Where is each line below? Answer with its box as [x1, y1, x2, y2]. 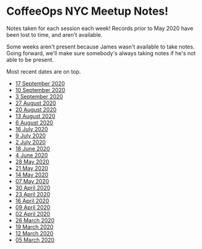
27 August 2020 [15, 99, 56, 107]
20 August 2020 [15, 105, 57, 113]
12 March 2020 [15, 229, 54, 237]
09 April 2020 [15, 204, 51, 211]
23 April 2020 [15, 190, 51, 197]
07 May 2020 [15, 177, 50, 185]
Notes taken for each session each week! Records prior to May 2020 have [6, 25, 194, 32]
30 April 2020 [15, 184, 51, 191]
